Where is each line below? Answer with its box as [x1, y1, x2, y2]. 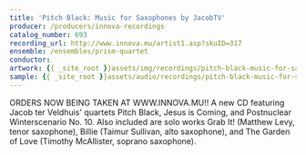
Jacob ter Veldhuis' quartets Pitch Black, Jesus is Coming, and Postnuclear [9, 106, 291, 118]
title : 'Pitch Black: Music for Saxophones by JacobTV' [9, 13, 226, 23]
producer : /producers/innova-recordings [9, 22, 166, 31]
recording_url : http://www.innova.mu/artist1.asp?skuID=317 [9, 38, 243, 48]
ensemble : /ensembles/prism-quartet [9, 47, 148, 56]
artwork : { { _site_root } [9, 64, 107, 73]
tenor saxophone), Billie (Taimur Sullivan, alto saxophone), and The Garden [9, 126, 291, 137]
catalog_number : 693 [9, 30, 88, 39]
